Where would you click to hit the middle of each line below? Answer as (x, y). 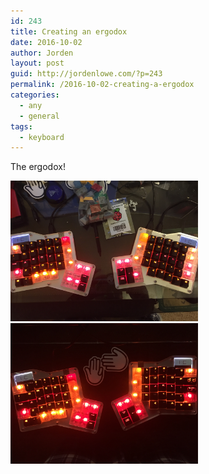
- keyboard (42, 137)
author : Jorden (42, 53)
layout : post (37, 63)
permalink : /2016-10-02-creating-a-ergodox (102, 85)
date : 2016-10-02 (46, 42)
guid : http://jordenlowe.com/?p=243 (86, 74)
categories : (35, 95)
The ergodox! (38, 167)
